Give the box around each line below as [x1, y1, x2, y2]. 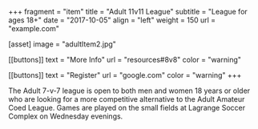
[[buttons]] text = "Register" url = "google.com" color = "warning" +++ [8, 71, 242, 79]
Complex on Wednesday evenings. [8, 111, 123, 121]
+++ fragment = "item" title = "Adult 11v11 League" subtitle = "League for [8, 7, 248, 16]
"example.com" [8, 24, 60, 33]
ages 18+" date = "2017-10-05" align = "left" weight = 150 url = [8, 15, 216, 25]
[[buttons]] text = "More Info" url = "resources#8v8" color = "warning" [8, 55, 242, 64]
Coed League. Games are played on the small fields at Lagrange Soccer [8, 103, 246, 112]
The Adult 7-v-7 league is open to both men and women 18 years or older [8, 86, 251, 95]
